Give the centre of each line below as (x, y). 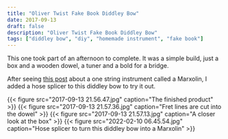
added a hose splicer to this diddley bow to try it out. (81, 86)
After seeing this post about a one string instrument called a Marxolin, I (107, 79)
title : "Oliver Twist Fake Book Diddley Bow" (73, 13)
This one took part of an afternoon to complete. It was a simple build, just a (113, 58)
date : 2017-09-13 (32, 20)
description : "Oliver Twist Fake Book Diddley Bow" (82, 33)
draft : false (26, 26)
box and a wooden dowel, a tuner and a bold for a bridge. (88, 66)
